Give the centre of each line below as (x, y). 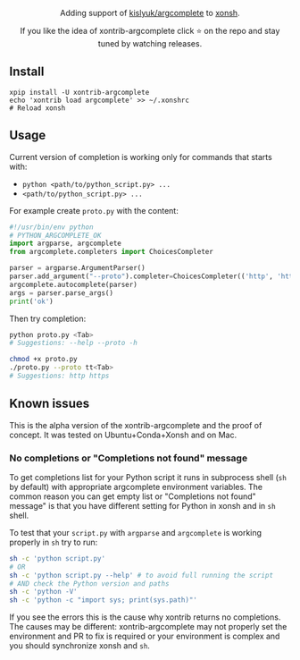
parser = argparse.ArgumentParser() (77, 268)
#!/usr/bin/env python (51, 227)
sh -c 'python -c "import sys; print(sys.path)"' (104, 600)
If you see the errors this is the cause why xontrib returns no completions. (145, 617)
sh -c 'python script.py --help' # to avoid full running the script (142, 575)
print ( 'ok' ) (31, 301)
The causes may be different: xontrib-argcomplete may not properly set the (148, 627)
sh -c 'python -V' (43, 592)
